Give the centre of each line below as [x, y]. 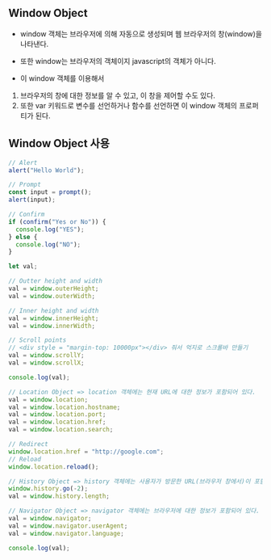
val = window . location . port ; [57, 415]
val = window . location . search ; [61, 430]
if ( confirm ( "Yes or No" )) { [57, 221]
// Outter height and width [56, 281]
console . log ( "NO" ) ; [48, 244]
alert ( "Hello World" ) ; [46, 170]
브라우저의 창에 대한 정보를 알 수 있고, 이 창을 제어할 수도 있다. [118, 95]
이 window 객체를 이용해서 [62, 78]
